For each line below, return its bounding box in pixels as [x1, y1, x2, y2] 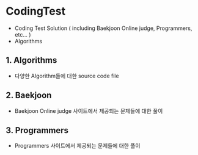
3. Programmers [5, 125, 68, 135]
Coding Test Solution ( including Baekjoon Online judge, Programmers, [14, 24, 193, 32]
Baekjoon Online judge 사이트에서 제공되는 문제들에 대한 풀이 [14, 107, 163, 114]
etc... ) [14, 31, 31, 38]
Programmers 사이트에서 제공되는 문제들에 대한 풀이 [14, 142, 141, 150]
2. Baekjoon [5, 90, 52, 101]
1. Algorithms [5, 55, 57, 65]
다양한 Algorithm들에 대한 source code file [14, 72, 120, 79]
